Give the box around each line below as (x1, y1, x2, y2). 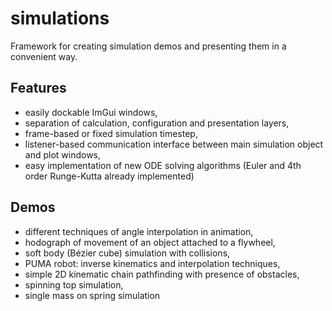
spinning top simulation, (24, 278, 124, 291)
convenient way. (10, 50, 78, 62)
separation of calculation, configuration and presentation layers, (24, 117, 290, 129)
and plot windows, (24, 148, 102, 161)
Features (10, 80, 67, 97)
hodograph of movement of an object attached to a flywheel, (24, 236, 276, 248)
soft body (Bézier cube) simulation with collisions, (24, 247, 231, 259)
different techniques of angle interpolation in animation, (24, 225, 254, 237)
